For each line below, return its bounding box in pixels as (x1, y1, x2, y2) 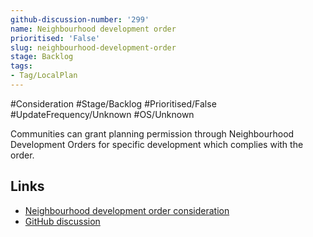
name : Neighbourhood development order (10, 24, 177, 34)
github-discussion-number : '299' (10, 14, 150, 25)
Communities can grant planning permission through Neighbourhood (10, 127, 295, 140)
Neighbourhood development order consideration (24, 204, 230, 216)
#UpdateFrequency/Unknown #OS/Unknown (10, 108, 195, 120)
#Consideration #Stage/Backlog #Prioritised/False (10, 97, 217, 110)
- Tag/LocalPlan (10, 71, 78, 81)
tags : (10, 61, 33, 71)
